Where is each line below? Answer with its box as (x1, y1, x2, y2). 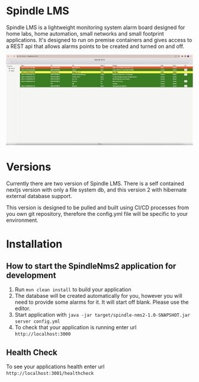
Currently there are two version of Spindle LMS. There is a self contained (6, 180, 185, 187)
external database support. (6, 193, 72, 200)
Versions (6, 160, 52, 174)
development (6, 270, 56, 280)
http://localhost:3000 (14, 331, 71, 338)
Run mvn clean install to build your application (14, 286, 131, 293)
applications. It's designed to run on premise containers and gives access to (6, 36, 192, 43)
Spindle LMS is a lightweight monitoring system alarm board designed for (6, 24, 185, 31)
